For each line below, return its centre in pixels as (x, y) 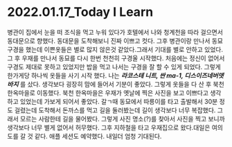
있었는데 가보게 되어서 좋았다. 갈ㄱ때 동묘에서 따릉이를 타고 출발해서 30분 (119, 101)
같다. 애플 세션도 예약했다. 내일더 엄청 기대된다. (98, 136)
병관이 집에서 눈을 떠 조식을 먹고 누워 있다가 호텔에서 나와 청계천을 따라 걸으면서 (115, 32)
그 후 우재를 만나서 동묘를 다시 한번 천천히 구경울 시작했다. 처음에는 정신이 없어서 (116, 58)
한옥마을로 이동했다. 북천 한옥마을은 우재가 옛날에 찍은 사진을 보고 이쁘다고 (108, 93)
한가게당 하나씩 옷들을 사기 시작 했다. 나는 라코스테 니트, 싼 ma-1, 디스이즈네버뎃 (115, 75)
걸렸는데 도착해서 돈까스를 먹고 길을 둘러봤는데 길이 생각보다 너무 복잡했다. (115, 110)
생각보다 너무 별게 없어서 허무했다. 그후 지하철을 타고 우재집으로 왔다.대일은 (109, 127)
